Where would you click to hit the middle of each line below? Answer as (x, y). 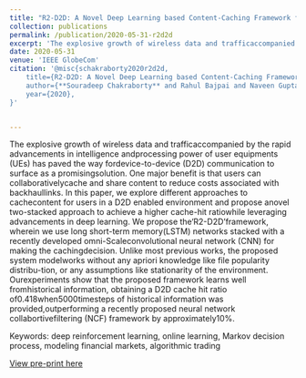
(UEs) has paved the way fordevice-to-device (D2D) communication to (142, 164)
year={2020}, (51, 94)
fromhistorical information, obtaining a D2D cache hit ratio (118, 290)
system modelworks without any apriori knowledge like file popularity (140, 261)
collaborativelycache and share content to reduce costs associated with (144, 183)
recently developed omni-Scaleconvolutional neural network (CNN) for (142, 241)
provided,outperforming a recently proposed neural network (122, 309)
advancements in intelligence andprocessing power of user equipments (144, 154)
